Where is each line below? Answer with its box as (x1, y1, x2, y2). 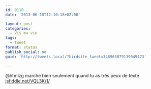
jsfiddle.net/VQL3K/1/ (5, 78, 50, 84)
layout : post (5, 21, 33, 26)
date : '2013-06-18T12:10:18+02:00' (5, 12, 81, 17)
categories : (5, 26, 31, 31)
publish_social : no (5, 49, 47, 55)
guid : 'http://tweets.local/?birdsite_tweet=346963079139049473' (5, 54, 146, 59)
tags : (5, 35, 17, 40)
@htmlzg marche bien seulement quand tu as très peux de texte (5, 72, 140, 78)
